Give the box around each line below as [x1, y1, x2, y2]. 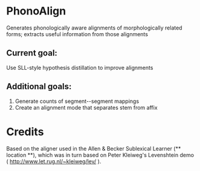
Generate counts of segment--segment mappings [15, 98, 140, 105]
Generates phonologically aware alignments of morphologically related [6, 24, 182, 31]
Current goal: [6, 48, 57, 58]
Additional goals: [6, 81, 72, 92]
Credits [6, 125, 44, 138]
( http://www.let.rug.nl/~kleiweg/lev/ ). [6, 158, 102, 165]
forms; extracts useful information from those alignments [6, 30, 148, 37]
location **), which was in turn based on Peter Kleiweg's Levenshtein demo [6, 151, 195, 158]
